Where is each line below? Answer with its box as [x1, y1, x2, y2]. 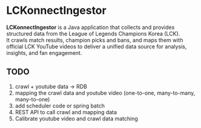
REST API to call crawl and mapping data [15, 108, 117, 115]
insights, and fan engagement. [6, 49, 82, 56]
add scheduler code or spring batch [15, 102, 105, 109]
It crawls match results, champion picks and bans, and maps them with [6, 36, 183, 43]
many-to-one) [15, 95, 50, 103]
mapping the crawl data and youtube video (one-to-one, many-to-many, [15, 89, 196, 97]
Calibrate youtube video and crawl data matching [15, 115, 138, 122]
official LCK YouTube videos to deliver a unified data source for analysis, [6, 43, 187, 50]
